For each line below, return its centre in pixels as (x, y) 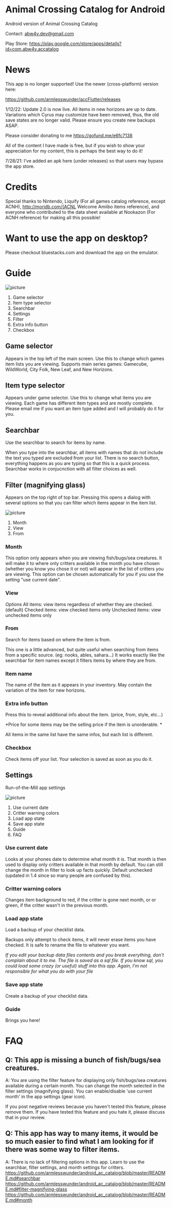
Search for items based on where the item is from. (58, 639)
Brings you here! (23, 1020)
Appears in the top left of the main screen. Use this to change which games (85, 358)
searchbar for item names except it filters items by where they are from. (81, 660)
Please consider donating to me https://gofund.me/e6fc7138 (69, 135)
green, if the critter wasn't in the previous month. (57, 905)
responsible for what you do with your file (49, 971)
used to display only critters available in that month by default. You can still (84, 864)
